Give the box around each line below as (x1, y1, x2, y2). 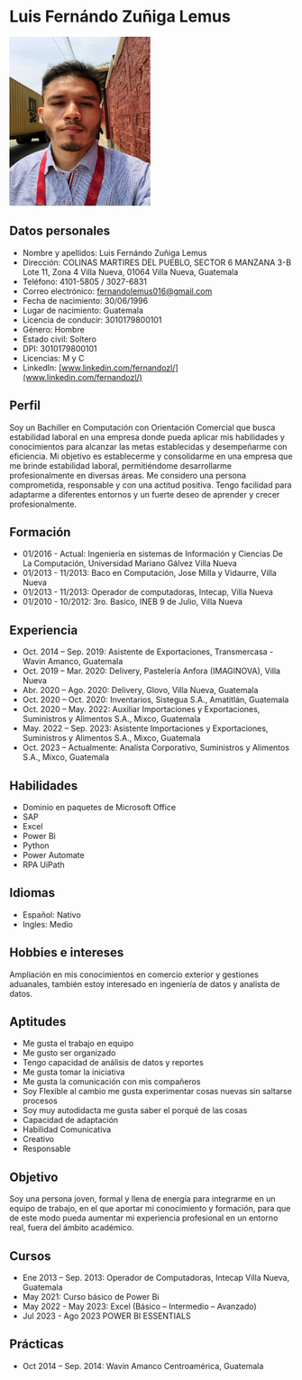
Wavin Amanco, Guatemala (22, 656, 124, 667)
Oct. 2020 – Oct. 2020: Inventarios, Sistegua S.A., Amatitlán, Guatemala (22, 694, 289, 705)
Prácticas (9, 1337, 65, 1352)
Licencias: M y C (22, 352, 85, 363)
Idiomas (9, 885, 56, 900)
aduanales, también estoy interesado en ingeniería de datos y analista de (9, 978, 280, 989)
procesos (22, 1095, 59, 1106)
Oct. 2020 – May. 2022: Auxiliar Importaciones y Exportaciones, (22, 704, 261, 715)
